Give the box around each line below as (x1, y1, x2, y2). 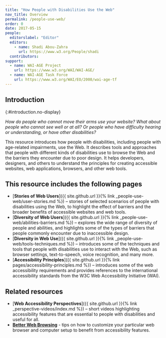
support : (5, 58, 23, 63)
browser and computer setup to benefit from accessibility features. (12, 327, 151, 333)
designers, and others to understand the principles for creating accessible (5, 160, 158, 166)
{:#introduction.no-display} (5, 108, 61, 115)
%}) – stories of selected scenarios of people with (56, 198, 160, 204)
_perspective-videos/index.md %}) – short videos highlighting (12, 306, 140, 312)
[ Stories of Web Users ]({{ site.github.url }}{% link (12, 193, 115, 199)
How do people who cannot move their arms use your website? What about (5, 118, 161, 124)
